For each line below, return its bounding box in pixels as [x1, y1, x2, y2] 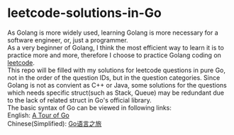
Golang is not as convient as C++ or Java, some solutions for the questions [7, 81, 227, 89]
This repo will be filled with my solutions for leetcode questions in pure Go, [7, 66, 225, 74]
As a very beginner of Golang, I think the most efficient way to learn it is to [7, 43, 225, 52]
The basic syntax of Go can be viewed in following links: [7, 103, 172, 112]
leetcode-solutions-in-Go [7, 5, 162, 21]
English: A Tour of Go [7, 111, 69, 119]
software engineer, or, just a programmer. [7, 35, 129, 44]
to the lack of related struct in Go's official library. [7, 95, 152, 104]
